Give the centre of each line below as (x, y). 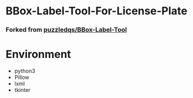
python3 (25, 71)
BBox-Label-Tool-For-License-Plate (96, 11)
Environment (38, 54)
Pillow (22, 77)
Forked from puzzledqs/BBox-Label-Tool (66, 30)
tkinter (22, 90)
